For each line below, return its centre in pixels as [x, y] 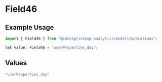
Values [16, 63]
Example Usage [30, 27]
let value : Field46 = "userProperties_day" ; [52, 47]
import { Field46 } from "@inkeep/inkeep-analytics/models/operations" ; [81, 39]
